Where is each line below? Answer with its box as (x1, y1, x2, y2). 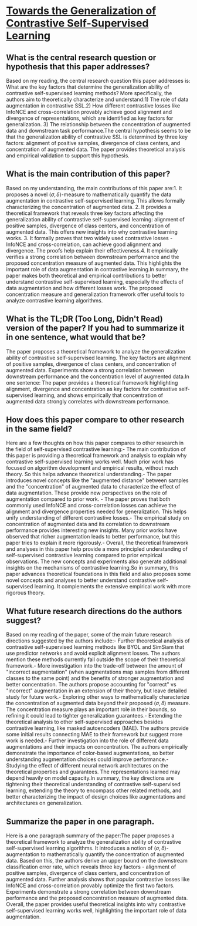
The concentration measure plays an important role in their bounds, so (6, 706, 176, 713)
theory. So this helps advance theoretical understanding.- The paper (6, 471, 172, 478)
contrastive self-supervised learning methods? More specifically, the (6, 90, 172, 96)
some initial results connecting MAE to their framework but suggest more (6, 731, 183, 738)
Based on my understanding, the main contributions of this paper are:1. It (6, 184, 182, 191)
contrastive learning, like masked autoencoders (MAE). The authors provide (6, 725, 189, 732)
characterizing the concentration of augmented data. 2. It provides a (6, 203, 171, 210)
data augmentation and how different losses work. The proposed (6, 284, 163, 291)
